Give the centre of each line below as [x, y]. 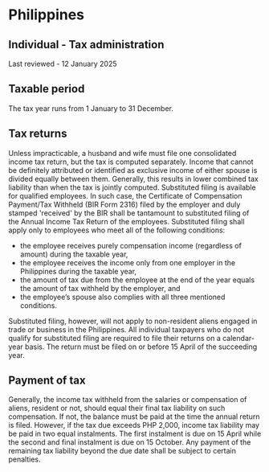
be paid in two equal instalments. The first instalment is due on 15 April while [135, 434]
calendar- [238, 338]
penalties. [25, 459]
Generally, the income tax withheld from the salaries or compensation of [128, 400]
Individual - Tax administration [86, 45]
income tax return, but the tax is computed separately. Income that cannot [131, 162]
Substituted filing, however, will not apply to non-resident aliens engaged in [133, 321]
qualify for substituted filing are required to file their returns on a [114, 338]
